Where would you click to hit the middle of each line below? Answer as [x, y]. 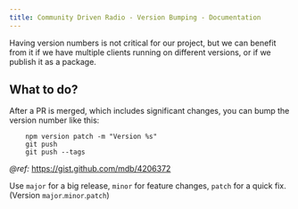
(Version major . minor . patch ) [59, 196]
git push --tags [56, 152]
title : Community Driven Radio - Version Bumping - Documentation [135, 17]
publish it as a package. [53, 61]
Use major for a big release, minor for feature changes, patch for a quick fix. [148, 186]
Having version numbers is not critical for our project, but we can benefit [143, 43]
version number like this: [54, 120]
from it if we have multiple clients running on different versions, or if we [141, 52]
